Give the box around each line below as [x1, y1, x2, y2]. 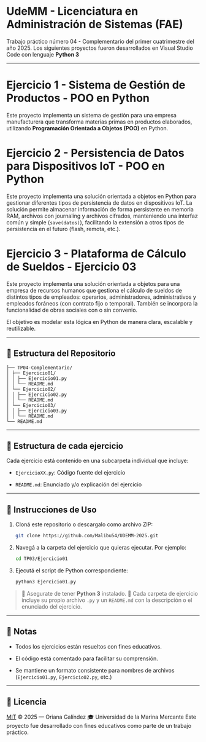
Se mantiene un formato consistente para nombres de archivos [15, 666, 175, 674]
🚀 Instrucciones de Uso [6, 504, 97, 515]
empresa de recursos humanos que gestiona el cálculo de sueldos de [6, 286, 182, 294]
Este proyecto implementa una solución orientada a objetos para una [6, 280, 180, 287]
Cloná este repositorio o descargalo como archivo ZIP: [15, 521, 153, 528]
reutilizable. [6, 325, 36, 332]
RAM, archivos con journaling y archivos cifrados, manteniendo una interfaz [6, 212, 198, 219]
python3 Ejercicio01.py [15, 578, 77, 585]
